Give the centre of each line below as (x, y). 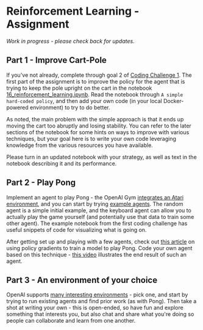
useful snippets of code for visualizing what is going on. (77, 229)
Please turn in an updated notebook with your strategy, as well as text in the (101, 157)
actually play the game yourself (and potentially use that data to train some (100, 217)
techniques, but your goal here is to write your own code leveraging (91, 138)
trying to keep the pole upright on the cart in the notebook (79, 88)
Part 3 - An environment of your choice (82, 280)
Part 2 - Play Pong (41, 183)
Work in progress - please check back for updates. (71, 41)
